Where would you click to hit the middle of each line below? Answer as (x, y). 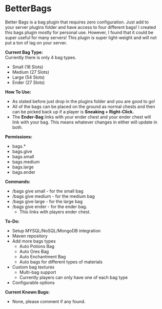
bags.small (23, 156)
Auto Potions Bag (37, 246)
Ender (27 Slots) (28, 82)
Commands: (18, 182)
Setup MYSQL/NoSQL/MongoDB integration (56, 230)
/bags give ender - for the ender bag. (50, 206)
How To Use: (18, 92)
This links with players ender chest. (55, 212)
